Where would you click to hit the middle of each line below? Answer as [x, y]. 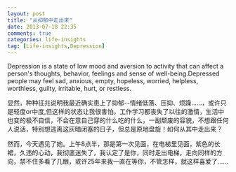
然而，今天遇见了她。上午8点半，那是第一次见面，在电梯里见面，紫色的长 [114, 144]
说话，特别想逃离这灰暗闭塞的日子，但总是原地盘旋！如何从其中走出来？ [118, 129]
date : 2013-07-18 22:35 [42, 27]
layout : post [26, 14]
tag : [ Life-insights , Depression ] [56, 46]
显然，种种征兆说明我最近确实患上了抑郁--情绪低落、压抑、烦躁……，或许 [114, 103]
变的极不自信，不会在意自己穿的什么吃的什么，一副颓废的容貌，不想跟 [114, 120]
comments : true [29, 33]
